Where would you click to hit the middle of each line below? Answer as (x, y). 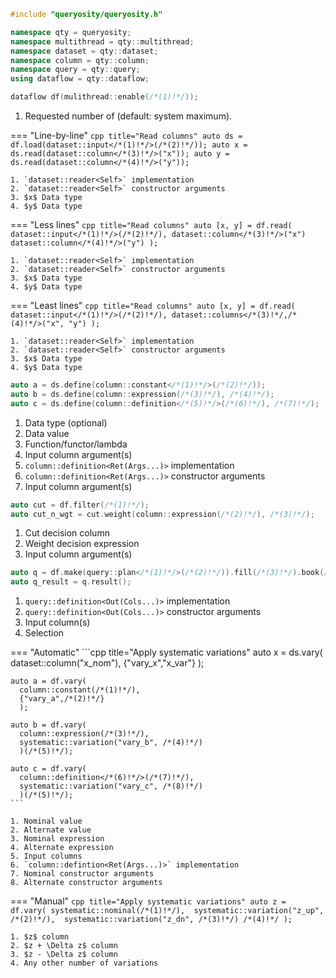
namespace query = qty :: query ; (75, 70)
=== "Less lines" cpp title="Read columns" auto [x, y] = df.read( (151, 224)
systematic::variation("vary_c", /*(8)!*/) (111, 786)
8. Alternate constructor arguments (86, 883)
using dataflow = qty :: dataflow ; (80, 79)
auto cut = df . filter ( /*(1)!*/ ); (80, 505)
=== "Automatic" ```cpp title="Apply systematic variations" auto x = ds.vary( (166, 652)
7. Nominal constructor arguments (82, 874)
